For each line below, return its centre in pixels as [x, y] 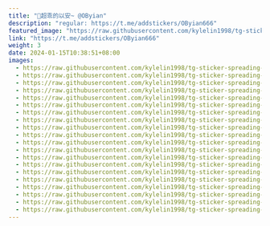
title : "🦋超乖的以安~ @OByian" [57, 16]
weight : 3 [25, 46]
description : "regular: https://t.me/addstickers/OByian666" [113, 23]
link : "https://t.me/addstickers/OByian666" [84, 38]
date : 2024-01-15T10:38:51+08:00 [64, 53]
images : [21, 61]
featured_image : [35, 30]
